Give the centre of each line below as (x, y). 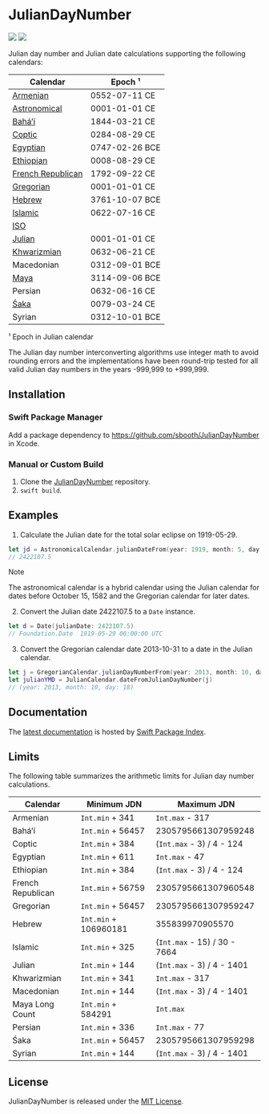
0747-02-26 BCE (126, 148)
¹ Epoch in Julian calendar (51, 336)
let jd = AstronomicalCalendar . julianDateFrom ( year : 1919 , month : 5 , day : (136, 549)
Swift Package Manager (56, 417)
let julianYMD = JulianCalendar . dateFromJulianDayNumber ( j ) (111, 680)
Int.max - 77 (180, 1027)
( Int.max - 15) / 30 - (196, 942)
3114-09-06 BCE (126, 277)
